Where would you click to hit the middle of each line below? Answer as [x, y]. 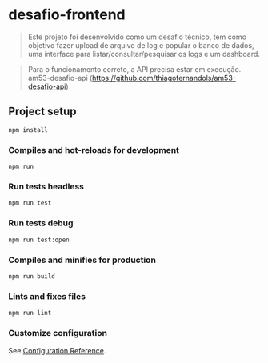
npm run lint [30, 313]
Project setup [43, 112]
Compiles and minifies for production [82, 260]
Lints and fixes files [47, 296]
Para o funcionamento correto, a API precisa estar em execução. [134, 69]
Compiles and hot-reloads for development [94, 150]
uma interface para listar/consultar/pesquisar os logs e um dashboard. [144, 54]
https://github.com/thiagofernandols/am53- [164, 78]
